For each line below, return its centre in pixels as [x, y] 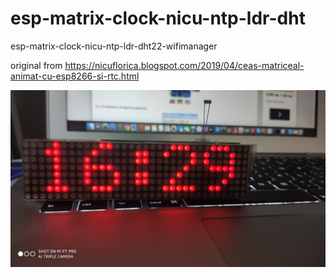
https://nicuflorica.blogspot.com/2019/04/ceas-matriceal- [184, 65]
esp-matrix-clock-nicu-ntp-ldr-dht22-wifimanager [114, 46]
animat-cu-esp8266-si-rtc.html [75, 76]
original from [36, 65]
